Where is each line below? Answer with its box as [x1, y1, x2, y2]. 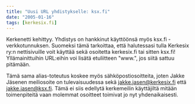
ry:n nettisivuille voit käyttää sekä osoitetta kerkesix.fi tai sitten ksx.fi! [6, 48, 176, 56]
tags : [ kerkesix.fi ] [6, 19, 58, 25]
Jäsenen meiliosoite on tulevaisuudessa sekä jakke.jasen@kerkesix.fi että [6, 79, 187, 86]
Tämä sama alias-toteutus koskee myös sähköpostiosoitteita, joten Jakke [6, 72, 185, 80]
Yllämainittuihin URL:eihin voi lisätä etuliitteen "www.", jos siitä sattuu [6, 54, 175, 62]
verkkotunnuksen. [6, 42, 51, 49]
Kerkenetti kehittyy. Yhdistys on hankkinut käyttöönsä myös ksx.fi [6, 36, 168, 43]
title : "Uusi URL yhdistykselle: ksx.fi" [6, 8, 111, 15]
